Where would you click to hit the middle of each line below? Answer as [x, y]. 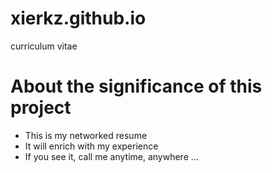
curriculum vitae [44, 46]
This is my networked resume [86, 135]
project [41, 108]
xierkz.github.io [78, 18]
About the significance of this [136, 86]
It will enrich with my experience [91, 146]
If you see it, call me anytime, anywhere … [111, 156]
